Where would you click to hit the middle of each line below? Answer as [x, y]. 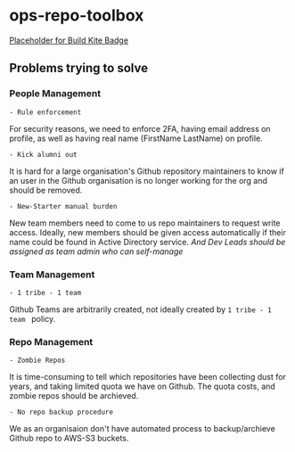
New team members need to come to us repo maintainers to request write [145, 223]
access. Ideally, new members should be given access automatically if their [148, 232]
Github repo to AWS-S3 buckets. [69, 439]
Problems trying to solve [79, 68]
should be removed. [46, 190]
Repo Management [51, 341]
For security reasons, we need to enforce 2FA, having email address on [140, 128]
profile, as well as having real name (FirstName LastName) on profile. [136, 138]
